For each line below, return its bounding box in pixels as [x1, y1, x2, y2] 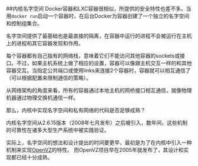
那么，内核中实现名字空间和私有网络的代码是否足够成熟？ [6, 107, 146, 114]
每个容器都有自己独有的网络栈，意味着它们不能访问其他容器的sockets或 [6, 52, 180, 59]
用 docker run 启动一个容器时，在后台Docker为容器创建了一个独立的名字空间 [6, 12, 190, 19]
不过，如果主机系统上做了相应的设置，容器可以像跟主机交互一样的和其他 [16, 59, 192, 67]
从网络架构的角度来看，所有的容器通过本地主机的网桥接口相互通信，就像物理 [6, 87, 192, 94]
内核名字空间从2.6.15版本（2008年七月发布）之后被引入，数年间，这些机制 [6, 119, 188, 126]
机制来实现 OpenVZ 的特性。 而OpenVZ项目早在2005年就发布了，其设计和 [6, 147, 184, 153]
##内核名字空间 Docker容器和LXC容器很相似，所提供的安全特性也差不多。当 [6, 5, 192, 12]
